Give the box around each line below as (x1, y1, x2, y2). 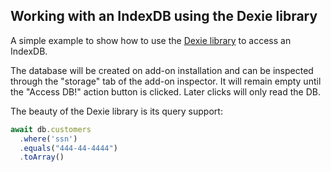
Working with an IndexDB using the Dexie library (10, 8, 318, 25)
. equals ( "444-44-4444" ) (19, 143, 118, 153)
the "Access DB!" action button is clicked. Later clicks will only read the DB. (10, 85, 321, 98)
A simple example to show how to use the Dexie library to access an (10, 34, 292, 46)
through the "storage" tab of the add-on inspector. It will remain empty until (10, 75, 322, 87)
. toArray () (19, 152, 65, 163)
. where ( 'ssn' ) (19, 134, 78, 144)
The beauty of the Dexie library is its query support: (10, 105, 223, 117)
